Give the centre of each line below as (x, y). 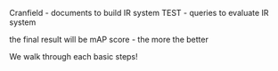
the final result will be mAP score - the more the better (109, 39)
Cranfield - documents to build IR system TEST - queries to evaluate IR (139, 13)
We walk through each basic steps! (74, 56)
